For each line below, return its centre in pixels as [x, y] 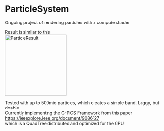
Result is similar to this [28, 32]
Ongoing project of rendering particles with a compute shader [68, 22]
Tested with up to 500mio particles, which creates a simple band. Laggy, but [82, 102]
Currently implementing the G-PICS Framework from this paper [69, 113]
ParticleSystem [37, 9]
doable [12, 108]
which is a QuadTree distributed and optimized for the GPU [65, 123]
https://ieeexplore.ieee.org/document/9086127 [52, 118]
